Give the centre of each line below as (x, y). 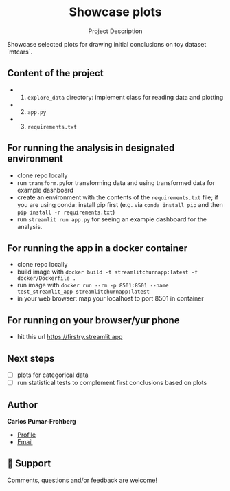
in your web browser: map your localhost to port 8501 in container (110, 298)
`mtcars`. (20, 52)
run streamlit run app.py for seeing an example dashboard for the (112, 219)
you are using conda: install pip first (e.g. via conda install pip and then (120, 204)
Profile (26, 435)
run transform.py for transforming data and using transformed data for (116, 182)
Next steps (31, 358)
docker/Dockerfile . (46, 279)
